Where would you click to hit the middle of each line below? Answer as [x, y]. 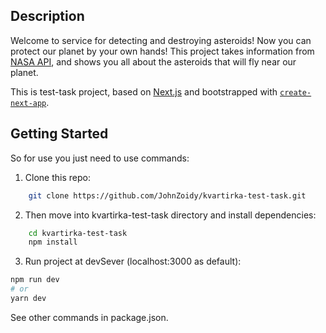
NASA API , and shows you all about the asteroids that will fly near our [153, 61]
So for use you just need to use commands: [100, 158]
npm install [53, 242]
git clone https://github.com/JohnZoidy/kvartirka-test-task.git [167, 195]
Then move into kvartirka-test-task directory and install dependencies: [170, 215]
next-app [28, 103]
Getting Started [59, 134]
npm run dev [35, 280]
